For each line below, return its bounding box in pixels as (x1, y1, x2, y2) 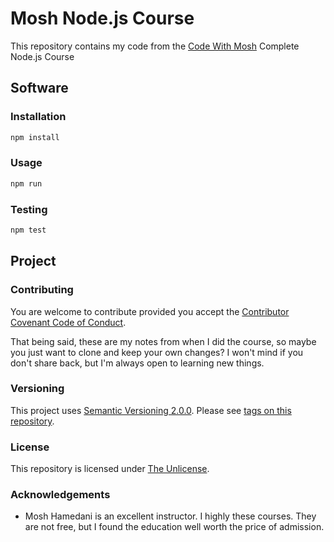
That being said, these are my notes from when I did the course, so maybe (10, 335, 317, 347)
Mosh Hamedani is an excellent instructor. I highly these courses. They (24, 510, 317, 522)
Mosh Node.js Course (10, 7, 195, 30)
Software (10, 80, 69, 97)
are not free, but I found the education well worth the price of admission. (24, 521, 325, 533)
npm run (10, 178, 43, 189)
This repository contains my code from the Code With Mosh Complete (10, 40, 300, 52)
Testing (10, 202, 48, 216)
